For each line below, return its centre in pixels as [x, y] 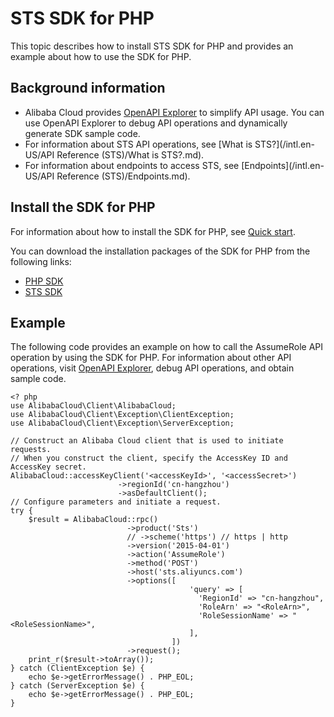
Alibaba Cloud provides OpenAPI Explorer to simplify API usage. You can [174, 112]
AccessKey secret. [48, 467]
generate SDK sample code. [82, 133]
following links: [41, 261]
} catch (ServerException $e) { [77, 686]
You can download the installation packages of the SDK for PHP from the [160, 251]
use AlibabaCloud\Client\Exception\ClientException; [122, 415]
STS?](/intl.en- [284, 144]
